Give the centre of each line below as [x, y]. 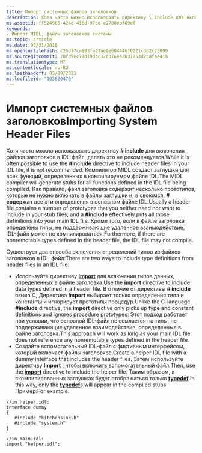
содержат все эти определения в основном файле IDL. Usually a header [99, 202]
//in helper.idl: [28, 402]
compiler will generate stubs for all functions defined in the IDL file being [96, 183]
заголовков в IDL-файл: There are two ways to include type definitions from [100, 258]
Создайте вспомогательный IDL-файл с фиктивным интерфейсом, [100, 347]
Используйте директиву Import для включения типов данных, [95, 276]
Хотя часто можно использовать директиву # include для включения [96, 151]
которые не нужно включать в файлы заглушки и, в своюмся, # [88, 195]
